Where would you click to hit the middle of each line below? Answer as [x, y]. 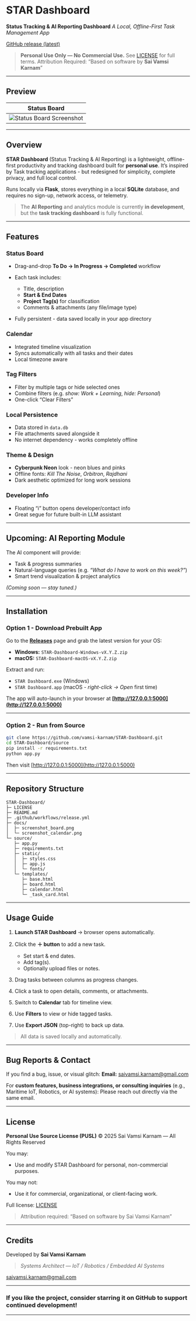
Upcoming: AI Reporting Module [66, 538]
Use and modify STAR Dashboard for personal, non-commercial [91, 1165]
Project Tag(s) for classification [62, 301]
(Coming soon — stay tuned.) [41, 587]
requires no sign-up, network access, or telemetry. [67, 195]
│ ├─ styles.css [35, 859]
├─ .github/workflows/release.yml [48, 818]
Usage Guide [30, 918]
